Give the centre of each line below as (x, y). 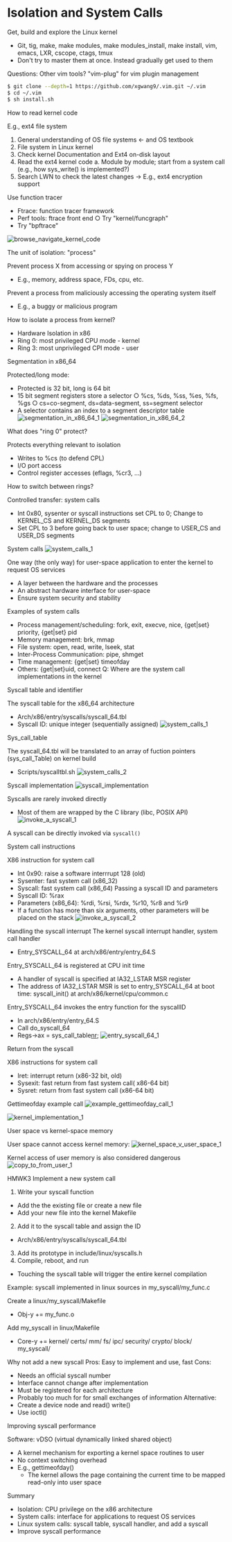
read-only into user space (64, 1482)
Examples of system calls (43, 611)
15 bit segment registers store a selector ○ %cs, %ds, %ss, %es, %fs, (117, 395)
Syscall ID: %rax (41, 895)
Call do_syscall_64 (44, 1028)
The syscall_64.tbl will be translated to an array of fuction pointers (101, 751)
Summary (21, 1495)
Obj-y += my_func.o (46, 1314)
